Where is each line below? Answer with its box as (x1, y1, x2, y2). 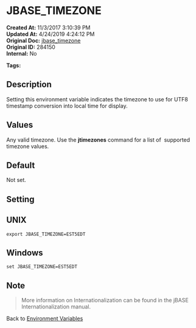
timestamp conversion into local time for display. (6, 102, 128, 109)
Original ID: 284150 (6, 43, 56, 51)
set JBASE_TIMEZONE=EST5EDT (6, 264, 78, 270)
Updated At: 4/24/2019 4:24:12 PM (6, 30, 95, 37)
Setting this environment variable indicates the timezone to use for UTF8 (6, 95, 189, 103)
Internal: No (6, 49, 37, 57)
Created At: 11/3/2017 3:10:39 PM (6, 24, 91, 31)
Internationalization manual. (21, 303, 91, 310)
